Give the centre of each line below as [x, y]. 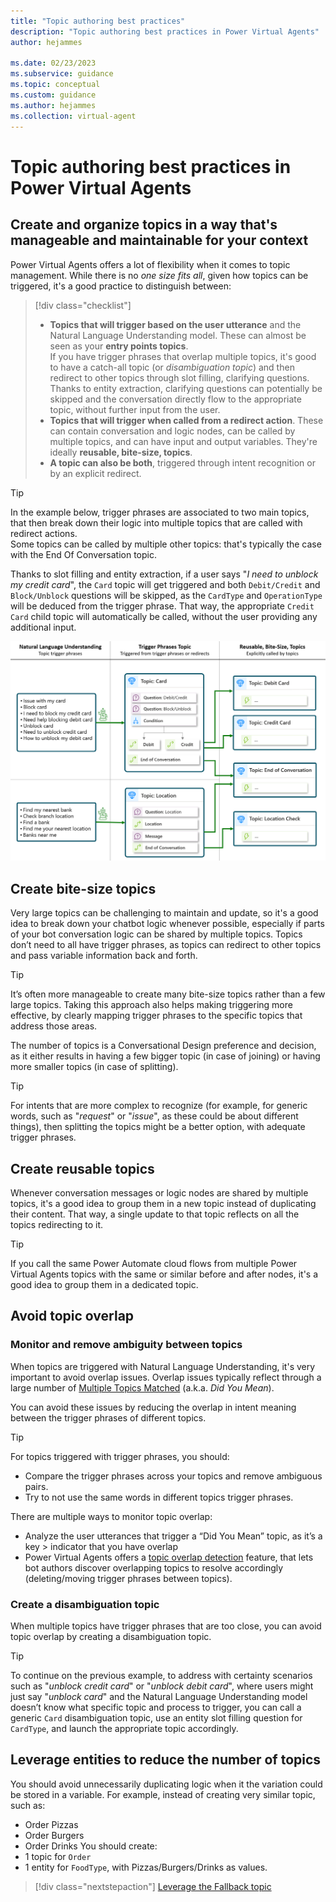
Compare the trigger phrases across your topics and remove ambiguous [173, 1476]
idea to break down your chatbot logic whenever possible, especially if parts [167, 924]
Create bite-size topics [83, 888]
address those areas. [54, 1026]
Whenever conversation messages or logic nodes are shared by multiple [159, 1193]
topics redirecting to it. [57, 1225]
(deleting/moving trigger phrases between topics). [128, 1578]
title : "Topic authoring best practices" [98, 21]
